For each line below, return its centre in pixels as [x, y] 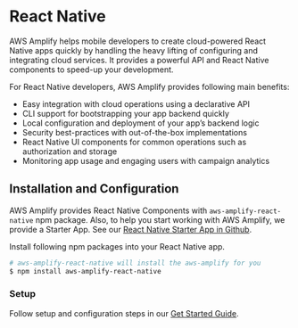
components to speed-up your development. [91, 70]
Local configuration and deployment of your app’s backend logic [141, 123]
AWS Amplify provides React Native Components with [108, 210]
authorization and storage [70, 151]
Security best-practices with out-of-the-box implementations [135, 132]
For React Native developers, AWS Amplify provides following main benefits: [149, 86]
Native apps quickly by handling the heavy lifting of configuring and [134, 50]
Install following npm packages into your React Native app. [117, 246]
